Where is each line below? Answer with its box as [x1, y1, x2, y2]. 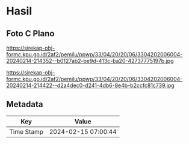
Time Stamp [9, 127, 44, 136]
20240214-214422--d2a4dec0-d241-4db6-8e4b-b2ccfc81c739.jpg [6, 82, 175, 89]
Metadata [6, 99, 43, 110]
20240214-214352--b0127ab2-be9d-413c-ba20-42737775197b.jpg [6, 57, 174, 64]
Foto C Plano [6, 28, 55, 39]
